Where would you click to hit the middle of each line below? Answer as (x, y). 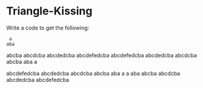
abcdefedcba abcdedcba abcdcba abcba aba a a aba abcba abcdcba (93, 73)
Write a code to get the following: (48, 28)
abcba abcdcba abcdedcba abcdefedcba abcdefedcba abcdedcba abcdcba (101, 55)
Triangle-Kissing (49, 11)
